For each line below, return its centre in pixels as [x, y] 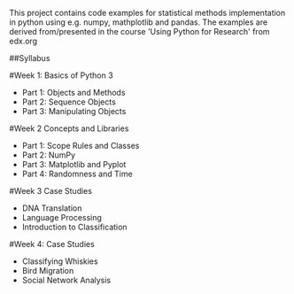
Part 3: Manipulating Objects [74, 111]
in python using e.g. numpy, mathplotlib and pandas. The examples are [139, 22]
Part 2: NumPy [49, 155]
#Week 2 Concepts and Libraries [69, 128]
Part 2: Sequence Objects [69, 102]
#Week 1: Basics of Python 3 [61, 75]
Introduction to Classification [74, 227]
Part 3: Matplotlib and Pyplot [74, 164]
